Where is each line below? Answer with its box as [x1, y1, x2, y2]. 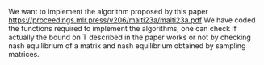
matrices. [8, 50, 40, 59]
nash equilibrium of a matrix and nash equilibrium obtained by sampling [8, 41, 246, 51]
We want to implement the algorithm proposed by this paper [8, 7, 208, 16]
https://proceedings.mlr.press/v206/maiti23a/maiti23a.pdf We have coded [8, 15, 256, 25]
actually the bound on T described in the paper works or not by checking [8, 32, 252, 42]
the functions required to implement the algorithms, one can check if [8, 24, 237, 33]
